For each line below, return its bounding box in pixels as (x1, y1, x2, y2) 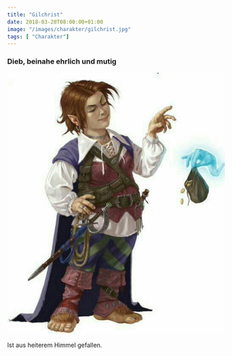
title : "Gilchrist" (7, 11, 64, 18)
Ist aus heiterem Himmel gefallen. (7, 341, 102, 349)
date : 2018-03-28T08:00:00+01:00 (7, 18, 104, 26)
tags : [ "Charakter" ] (7, 33, 70, 40)
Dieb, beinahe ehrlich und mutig (7, 57, 117, 66)
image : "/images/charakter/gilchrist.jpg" (7, 26, 131, 32)
